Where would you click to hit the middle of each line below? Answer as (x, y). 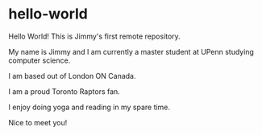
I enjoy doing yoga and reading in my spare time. (89, 107)
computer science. (40, 60)
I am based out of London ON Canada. (72, 76)
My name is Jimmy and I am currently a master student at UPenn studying (131, 51)
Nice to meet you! (38, 122)
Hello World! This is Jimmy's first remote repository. (95, 36)
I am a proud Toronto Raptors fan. (64, 91)
